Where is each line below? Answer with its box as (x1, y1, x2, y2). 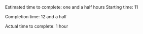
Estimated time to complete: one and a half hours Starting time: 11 (5, 4, 138, 10)
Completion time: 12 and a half (5, 14, 67, 19)
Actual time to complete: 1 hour (5, 23, 69, 29)
